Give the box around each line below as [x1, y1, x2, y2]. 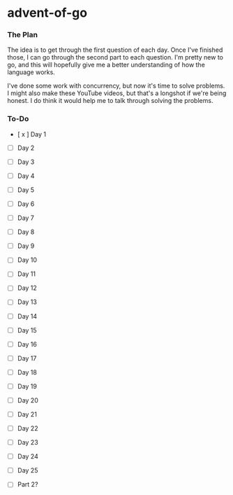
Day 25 [17, 466, 38, 475]
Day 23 [17, 438, 38, 447]
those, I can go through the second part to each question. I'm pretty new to [7, 53, 223, 62]
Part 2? [17, 480, 38, 489]
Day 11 [17, 270, 36, 278]
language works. [7, 68, 56, 76]
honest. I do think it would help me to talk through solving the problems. [7, 97, 213, 105]
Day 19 [17, 382, 37, 390]
